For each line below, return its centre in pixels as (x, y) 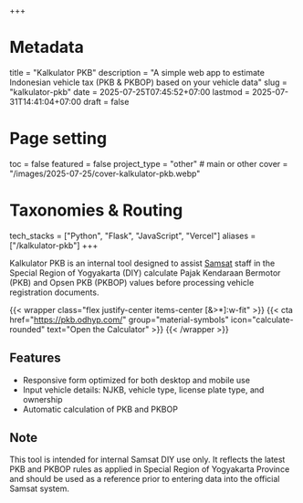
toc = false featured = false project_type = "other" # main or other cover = (149, 163)
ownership (42, 399)
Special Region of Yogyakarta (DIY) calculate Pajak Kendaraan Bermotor (145, 272)
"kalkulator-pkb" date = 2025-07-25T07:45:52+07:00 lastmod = (130, 91)
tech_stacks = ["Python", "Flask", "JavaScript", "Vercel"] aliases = (133, 236)
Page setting (58, 139)
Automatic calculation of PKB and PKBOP (100, 409)
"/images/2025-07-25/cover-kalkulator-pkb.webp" (105, 173)
